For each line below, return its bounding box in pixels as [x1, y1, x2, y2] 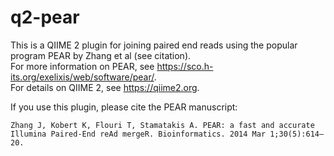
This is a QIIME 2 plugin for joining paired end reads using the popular [10, 39, 298, 51]
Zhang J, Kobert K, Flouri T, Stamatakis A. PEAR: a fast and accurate [10, 120, 315, 130]
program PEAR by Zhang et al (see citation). [10, 49, 192, 61]
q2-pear [10, 6, 80, 29]
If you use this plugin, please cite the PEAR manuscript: [10, 101, 238, 113]
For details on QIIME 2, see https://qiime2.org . [10, 81, 200, 93]
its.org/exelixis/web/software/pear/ [10, 71, 155, 83]
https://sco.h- [156, 60, 214, 72]
